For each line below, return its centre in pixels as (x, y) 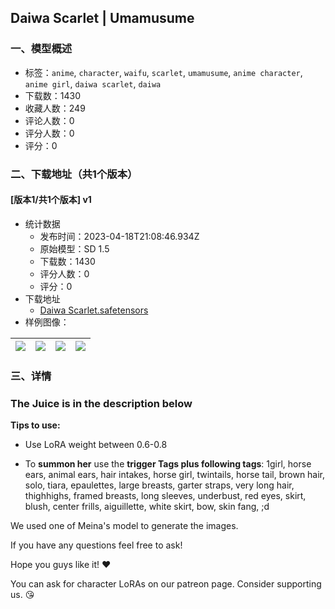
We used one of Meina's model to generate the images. (124, 526)
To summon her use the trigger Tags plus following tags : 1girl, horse (168, 464)
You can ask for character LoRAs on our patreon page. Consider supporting (166, 584)
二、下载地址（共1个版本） (74, 174)
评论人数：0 (49, 120)
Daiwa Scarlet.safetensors (94, 310)
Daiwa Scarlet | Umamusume (102, 18)
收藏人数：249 (55, 108)
